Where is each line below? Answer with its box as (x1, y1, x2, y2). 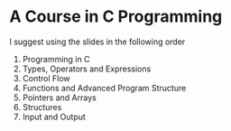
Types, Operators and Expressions (22, 63, 152, 74)
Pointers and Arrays (22, 92, 97, 103)
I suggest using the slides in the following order (9, 36, 186, 47)
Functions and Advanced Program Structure (22, 82, 187, 93)
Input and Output (22, 111, 86, 122)
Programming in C (22, 53, 90, 64)
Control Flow (22, 72, 70, 83)
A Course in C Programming (9, 6, 223, 27)
